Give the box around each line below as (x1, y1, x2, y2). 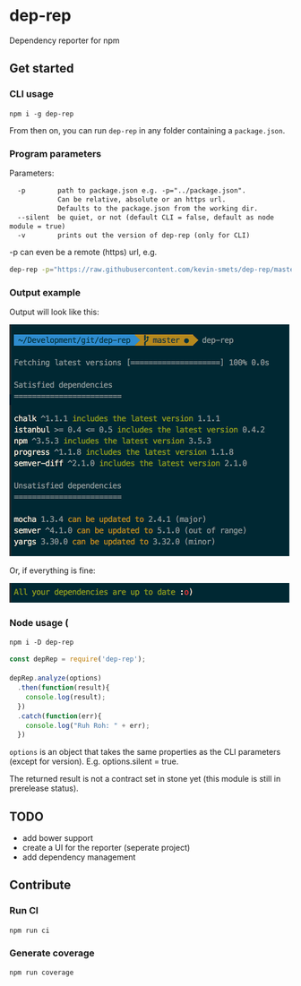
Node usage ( (9, 617, 69, 630)
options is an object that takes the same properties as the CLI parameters (9, 747, 281, 758)
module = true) (9, 221, 66, 231)
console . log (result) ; (25, 692, 106, 701)
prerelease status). (9, 783, 79, 793)
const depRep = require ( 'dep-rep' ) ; (9, 655, 146, 664)
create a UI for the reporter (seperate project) (21, 843, 191, 853)
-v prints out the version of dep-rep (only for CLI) (17, 230, 251, 240)
